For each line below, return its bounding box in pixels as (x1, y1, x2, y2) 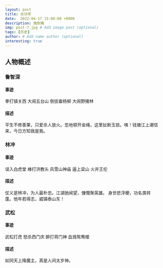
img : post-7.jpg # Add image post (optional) (5, 25, 98, 30)
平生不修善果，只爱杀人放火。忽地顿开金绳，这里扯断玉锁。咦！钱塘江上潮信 (5, 122, 158, 128)
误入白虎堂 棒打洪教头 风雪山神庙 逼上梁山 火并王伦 (5, 166, 108, 172)
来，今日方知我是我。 (5, 128, 48, 134)
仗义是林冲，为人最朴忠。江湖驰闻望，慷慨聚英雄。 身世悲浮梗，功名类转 (5, 190, 151, 196)
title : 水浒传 (5, 12, 32, 17)
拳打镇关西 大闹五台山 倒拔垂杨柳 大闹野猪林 (5, 98, 94, 104)
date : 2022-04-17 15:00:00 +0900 (5, 16, 75, 21)
